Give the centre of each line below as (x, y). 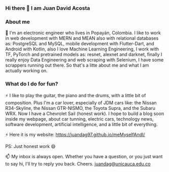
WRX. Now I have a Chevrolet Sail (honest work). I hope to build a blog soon (84, 113)
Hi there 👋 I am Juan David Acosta (48, 8)
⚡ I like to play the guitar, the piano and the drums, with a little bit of (76, 95)
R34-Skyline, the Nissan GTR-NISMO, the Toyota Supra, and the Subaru (80, 108)
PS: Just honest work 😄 (30, 146)
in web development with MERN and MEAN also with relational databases (82, 38)
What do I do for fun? (32, 84)
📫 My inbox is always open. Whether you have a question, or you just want (84, 156)
